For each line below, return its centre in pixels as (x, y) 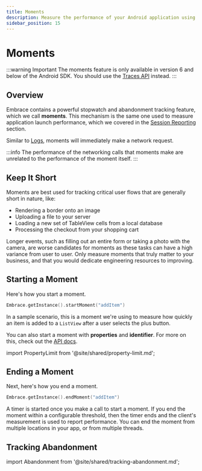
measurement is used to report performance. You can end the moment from (100, 422)
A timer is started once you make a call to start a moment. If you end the (96, 409)
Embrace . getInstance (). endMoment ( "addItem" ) (63, 397)
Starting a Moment (42, 279)
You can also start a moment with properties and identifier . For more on (96, 335)
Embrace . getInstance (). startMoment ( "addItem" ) (66, 305)
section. (16, 129)
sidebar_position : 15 (33, 23)
